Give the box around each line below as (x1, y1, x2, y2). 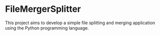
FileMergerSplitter (5, 3, 81, 15)
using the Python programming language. (5, 25, 89, 31)
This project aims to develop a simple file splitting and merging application (5, 20, 156, 26)
